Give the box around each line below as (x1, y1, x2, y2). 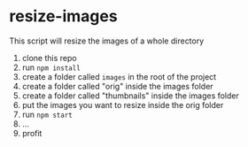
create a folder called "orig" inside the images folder (21, 81, 214, 91)
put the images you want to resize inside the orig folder (21, 99, 224, 110)
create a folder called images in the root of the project (21, 71, 217, 81)
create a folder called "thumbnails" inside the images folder (21, 90, 239, 101)
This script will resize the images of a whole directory (9, 35, 205, 46)
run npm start (21, 109, 73, 120)
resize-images (9, 6, 118, 27)
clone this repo (21, 52, 77, 63)
